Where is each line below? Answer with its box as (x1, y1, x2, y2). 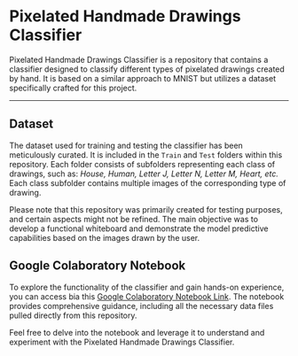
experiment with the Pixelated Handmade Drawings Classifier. (9, 337, 235, 347)
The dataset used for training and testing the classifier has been (9, 140, 244, 151)
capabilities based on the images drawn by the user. (9, 232, 200, 243)
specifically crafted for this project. (9, 82, 137, 93)
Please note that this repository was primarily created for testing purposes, (9, 204, 284, 214)
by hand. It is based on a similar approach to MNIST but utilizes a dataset (9, 73, 277, 83)
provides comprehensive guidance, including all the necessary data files (9, 300, 274, 311)
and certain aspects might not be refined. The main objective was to (9, 213, 259, 224)
